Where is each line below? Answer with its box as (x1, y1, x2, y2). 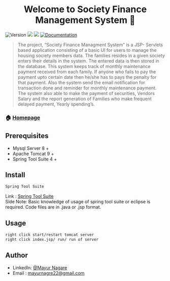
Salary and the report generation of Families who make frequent (17, 96, 152, 102)
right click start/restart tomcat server (5, 232, 94, 237)
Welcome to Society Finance (23, 4, 147, 15)
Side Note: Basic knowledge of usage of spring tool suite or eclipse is (5, 199, 151, 205)
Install (5, 171, 25, 179)
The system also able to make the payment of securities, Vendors (17, 90, 155, 96)
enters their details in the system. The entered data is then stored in (17, 57, 160, 64)
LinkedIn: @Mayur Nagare (12, 264, 67, 270)
